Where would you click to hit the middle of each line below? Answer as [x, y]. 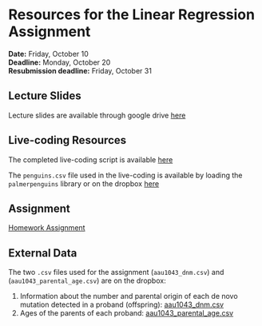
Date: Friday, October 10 [49, 54]
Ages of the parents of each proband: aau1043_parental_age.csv [127, 313]
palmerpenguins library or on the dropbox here [84, 183]
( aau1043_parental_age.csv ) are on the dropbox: [87, 280]
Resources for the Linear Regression [132, 15]
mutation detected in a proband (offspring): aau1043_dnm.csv [122, 304]
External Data [43, 253]
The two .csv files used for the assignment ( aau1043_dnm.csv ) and [116, 272]
